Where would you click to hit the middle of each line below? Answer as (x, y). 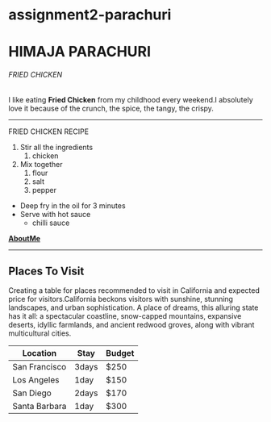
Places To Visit (46, 271)
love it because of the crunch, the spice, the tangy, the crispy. (111, 108)
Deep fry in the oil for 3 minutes (73, 205)
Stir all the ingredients (56, 147)
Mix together (41, 164)
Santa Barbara (40, 407)
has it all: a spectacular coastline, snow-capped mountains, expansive (125, 316)
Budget (120, 353)
